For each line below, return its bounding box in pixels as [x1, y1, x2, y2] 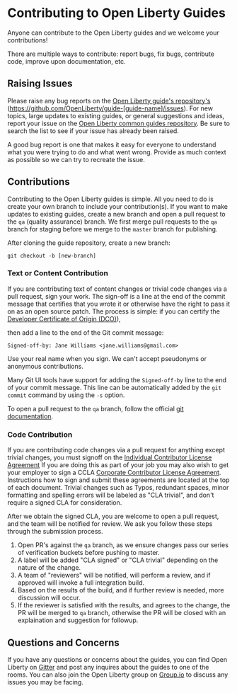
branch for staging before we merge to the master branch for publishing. [7, 224, 218, 233]
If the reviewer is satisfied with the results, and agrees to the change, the [17, 601, 231, 609]
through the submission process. [7, 527, 103, 536]
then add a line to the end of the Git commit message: [7, 328, 164, 337]
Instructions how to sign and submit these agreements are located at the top [7, 476, 230, 484]
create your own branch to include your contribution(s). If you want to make [7, 202, 229, 210]
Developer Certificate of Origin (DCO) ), [7, 314, 122, 323]
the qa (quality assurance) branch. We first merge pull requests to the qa [7, 217, 218, 226]
